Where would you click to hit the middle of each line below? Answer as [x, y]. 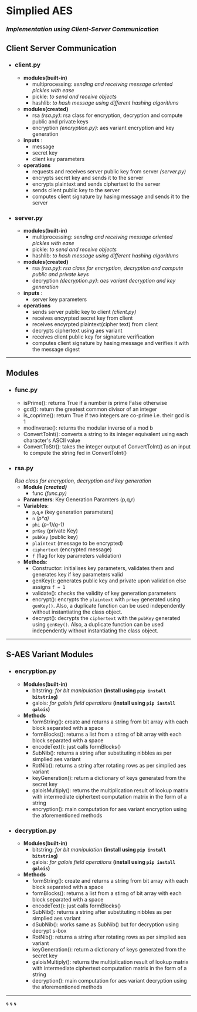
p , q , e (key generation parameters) [73, 512]
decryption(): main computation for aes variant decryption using [110, 981]
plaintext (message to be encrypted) [77, 543]
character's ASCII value [52, 440]
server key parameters [59, 299]
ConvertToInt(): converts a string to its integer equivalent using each [106, 434]
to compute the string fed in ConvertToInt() [75, 453]
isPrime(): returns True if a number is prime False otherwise [95, 403]
